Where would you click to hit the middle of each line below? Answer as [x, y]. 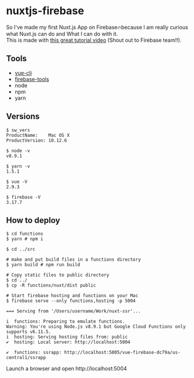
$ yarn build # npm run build [43, 265]
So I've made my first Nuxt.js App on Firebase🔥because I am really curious [97, 27]
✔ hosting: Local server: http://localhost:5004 [68, 342]
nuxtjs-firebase [45, 11]
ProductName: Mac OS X [38, 135]
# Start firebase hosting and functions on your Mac [72, 296]
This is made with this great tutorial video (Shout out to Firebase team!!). [94, 40]
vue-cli [23, 73]
